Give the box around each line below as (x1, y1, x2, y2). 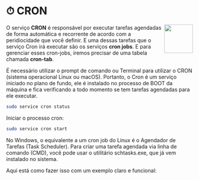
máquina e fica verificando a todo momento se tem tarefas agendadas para (6, 86, 190, 93)
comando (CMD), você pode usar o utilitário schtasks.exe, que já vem (6, 149, 176, 156)
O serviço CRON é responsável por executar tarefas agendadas (6, 24, 162, 31)
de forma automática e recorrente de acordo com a (6, 30, 131, 37)
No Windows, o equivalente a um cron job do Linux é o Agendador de (6, 136, 176, 143)
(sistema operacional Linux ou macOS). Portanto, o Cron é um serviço (6, 73, 177, 81)
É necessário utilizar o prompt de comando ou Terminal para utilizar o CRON (6, 67, 192, 74)
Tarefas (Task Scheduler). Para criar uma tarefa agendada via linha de (6, 143, 177, 150)
